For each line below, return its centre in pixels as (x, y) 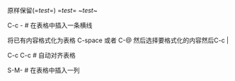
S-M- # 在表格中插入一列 (44, 70)
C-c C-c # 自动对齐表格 (42, 55)
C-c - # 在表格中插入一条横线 (50, 25)
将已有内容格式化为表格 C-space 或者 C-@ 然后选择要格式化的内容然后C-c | (118, 40)
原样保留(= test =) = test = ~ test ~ (52, 10)
